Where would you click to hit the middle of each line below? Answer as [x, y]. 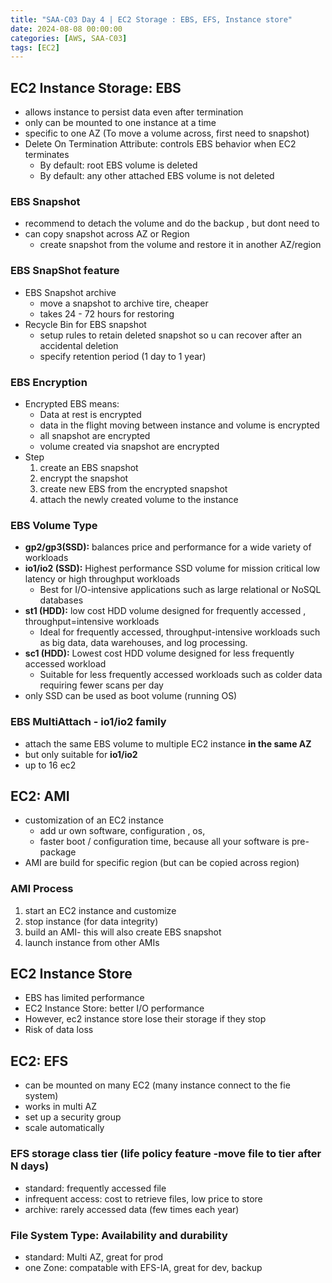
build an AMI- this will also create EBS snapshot [123, 932]
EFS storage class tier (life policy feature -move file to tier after [166, 1154]
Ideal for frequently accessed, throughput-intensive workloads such [180, 632]
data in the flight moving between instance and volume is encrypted [179, 425]
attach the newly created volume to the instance [139, 499]
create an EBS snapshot [89, 467]
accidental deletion [79, 345]
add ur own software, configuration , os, [122, 831]
